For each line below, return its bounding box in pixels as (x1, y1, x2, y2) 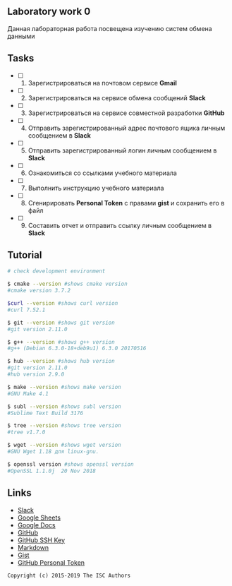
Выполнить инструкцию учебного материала (28, 184, 164, 192)
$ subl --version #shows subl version (7, 402, 121, 410)
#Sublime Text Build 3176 (7, 409, 83, 417)
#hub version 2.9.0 (7, 371, 65, 378)
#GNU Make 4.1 (7, 390, 49, 397)
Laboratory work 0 (7, 6, 91, 18)
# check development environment (7, 268, 106, 275)
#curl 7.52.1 (7, 306, 46, 313)
